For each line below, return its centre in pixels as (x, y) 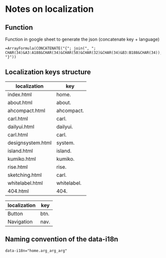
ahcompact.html (26, 110)
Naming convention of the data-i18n (62, 239)
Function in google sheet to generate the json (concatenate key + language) (82, 39)
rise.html (18, 167)
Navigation (20, 221)
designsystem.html (30, 143)
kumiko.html (22, 158)
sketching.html (25, 175)
